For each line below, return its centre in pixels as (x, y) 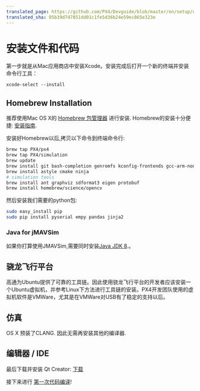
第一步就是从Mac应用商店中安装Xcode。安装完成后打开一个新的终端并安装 (98, 66)
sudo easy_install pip (34, 212)
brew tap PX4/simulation (37, 155)
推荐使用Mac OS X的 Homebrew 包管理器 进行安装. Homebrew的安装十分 (96, 118)
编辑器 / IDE (28, 354)
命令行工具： (22, 73)
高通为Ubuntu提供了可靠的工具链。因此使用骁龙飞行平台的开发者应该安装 (96, 282)
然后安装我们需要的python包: (42, 201)
